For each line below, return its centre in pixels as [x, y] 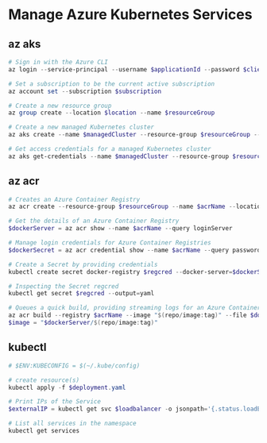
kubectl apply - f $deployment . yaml [67, 387]
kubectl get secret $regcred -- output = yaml [81, 294]
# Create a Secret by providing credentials [83, 264]
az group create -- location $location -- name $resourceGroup [112, 113]
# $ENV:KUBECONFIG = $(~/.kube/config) [74, 366]
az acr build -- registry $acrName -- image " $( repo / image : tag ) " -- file [128, 315]
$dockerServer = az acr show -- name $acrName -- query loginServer [120, 229]
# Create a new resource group [60, 106]
